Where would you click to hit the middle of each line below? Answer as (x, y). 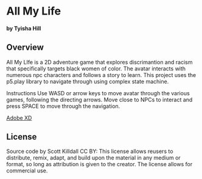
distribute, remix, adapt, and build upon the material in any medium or (93, 158)
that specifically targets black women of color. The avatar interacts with (96, 69)
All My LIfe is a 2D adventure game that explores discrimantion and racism (99, 62)
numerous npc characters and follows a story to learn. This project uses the (101, 75)
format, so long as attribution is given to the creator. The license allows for (99, 164)
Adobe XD (19, 118)
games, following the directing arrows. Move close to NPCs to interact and (99, 100)
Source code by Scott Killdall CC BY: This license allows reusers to (90, 151)
